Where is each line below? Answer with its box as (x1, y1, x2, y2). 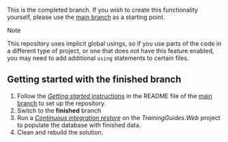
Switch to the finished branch (16, 106, 101, 115)
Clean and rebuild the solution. (16, 128, 104, 136)
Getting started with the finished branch (7, 74, 182, 85)
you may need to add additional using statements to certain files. (7, 54, 189, 62)
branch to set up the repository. (16, 99, 106, 107)
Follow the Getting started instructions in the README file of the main (16, 91, 213, 100)
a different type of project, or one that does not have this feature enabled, (7, 47, 214, 55)
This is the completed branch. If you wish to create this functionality (7, 6, 199, 14)
